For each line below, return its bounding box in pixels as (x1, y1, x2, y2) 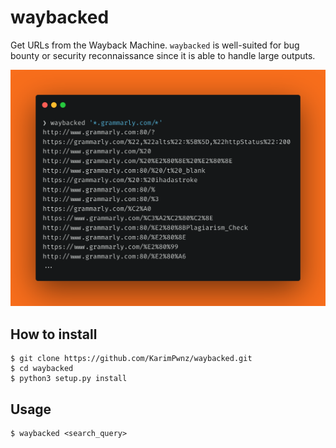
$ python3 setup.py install (10, 374, 128, 384)
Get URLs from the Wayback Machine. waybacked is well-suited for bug (10, 39, 300, 51)
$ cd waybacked (10, 364, 74, 374)
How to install (10, 326, 98, 343)
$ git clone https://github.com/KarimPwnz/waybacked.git (10, 354, 253, 364)
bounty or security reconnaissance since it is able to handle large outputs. (10, 49, 316, 61)
